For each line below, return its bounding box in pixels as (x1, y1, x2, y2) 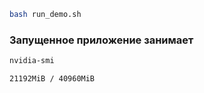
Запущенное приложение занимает (9, 33, 194, 47)
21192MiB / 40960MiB (9, 74, 96, 84)
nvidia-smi (9, 56, 55, 66)
